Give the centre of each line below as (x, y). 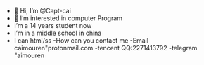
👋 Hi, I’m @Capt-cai (43, 11)
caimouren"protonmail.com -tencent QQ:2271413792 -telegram (106, 48)
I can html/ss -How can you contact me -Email (81, 41)
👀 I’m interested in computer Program (68, 18)
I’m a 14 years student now (53, 26)
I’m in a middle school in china (58, 33)
